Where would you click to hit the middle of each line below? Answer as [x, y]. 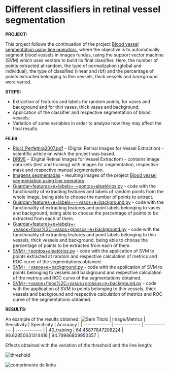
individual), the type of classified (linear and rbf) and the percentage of [79, 71]
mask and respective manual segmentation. [58, 170]
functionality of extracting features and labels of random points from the [88, 191]
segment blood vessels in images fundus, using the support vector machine [84, 55]
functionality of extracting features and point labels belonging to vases [87, 207]
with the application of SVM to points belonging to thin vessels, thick [84, 289]
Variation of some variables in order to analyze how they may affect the [87, 123]
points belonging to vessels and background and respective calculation [87, 272]
